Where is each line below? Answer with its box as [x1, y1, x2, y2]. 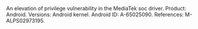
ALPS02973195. [6, 17, 45, 24]
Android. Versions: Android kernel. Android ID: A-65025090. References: [6, 11, 184, 18]
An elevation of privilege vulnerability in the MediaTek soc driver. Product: [6, 5, 187, 12]
